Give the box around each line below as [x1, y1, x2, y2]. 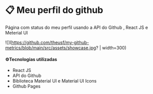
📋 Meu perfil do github [5, 4, 103, 16]
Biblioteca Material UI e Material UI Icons [12, 78, 97, 84]
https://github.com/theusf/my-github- [11, 39, 89, 45]
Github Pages [12, 83, 41, 89]
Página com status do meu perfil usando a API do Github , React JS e [5, 24, 148, 30]
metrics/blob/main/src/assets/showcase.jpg [5, 44, 96, 50]
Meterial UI [5, 29, 28, 35]
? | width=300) [96, 44, 127, 50]
